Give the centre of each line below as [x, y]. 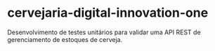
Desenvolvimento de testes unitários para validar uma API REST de [104, 32]
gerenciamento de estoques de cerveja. [65, 39]
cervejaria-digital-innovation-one [108, 13]
